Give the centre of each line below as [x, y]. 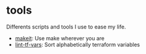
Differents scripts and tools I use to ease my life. [66, 27]
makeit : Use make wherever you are [59, 38]
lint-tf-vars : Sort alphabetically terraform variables [77, 45]
